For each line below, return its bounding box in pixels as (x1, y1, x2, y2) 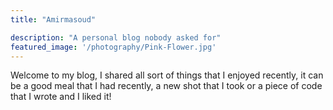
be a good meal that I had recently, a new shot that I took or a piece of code (10, 80, 323, 92)
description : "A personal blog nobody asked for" (10, 32, 222, 43)
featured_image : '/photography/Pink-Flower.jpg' (10, 42, 217, 52)
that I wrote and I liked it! (10, 91, 112, 103)
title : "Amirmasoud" (10, 14, 97, 25)
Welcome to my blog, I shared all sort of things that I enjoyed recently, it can (10, 69, 324, 81)
